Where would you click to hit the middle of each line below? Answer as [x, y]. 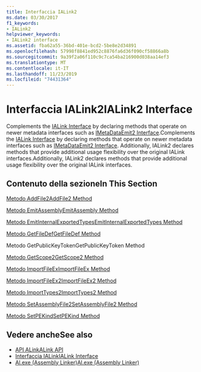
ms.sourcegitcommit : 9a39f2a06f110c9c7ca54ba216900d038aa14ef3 [88, 57]
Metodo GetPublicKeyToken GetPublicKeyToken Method [76, 245]
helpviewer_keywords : [34, 35]
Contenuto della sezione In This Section [82, 184]
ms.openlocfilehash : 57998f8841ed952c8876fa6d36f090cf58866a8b [88, 51]
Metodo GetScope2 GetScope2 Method [55, 257]
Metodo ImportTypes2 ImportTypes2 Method [61, 292]
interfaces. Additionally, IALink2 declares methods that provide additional [97, 159]
